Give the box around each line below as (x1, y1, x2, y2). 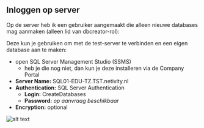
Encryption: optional (15, 104, 68, 111)
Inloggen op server (6, 5, 81, 15)
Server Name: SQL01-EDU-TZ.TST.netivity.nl (15, 77, 129, 85)
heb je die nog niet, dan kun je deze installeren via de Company (24, 64, 184, 72)
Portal (24, 70, 40, 78)
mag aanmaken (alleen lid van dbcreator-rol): (6, 28, 120, 35)
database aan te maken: (6, 46, 67, 53)
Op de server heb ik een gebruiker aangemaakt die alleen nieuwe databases (6, 21, 199, 28)
